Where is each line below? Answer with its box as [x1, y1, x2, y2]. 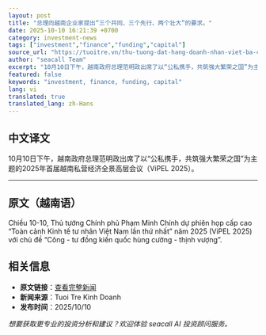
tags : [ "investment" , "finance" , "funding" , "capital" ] [8, 41, 186, 49]
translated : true [8, 93, 66, 101]
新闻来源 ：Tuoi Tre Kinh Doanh [19, 292, 121, 302]
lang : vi [8, 85, 37, 93]
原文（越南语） [8, 196, 82, 210]
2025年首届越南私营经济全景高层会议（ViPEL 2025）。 [21, 163, 199, 173]
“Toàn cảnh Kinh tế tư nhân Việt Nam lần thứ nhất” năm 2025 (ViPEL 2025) [8, 227, 253, 236]
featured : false [8, 70, 62, 78]
